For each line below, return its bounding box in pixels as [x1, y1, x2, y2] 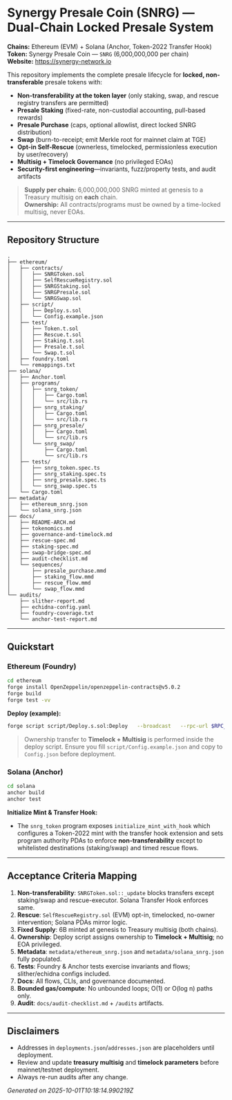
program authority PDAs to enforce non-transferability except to [17, 836, 203, 845]
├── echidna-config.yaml [19, 603, 91, 610]
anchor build [7, 789, 45, 796]
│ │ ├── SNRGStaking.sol [7, 282, 91, 290]
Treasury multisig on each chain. [23, 192, 118, 201]
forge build [7, 690, 41, 697]
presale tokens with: [44, 77, 102, 86]
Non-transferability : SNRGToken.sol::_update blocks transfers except [17, 888, 215, 897]
